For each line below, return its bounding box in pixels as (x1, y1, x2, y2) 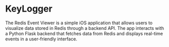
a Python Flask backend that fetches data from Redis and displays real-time (5, 30, 163, 36)
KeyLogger (5, 3, 53, 15)
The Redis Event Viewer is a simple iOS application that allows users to (5, 20, 153, 26)
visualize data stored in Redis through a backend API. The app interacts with (5, 25, 164, 31)
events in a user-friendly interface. (5, 36, 77, 42)
